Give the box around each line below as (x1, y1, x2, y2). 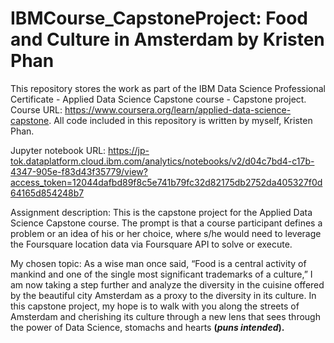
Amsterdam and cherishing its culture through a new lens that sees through (10, 310, 321, 322)
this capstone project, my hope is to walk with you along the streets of (10, 300, 300, 312)
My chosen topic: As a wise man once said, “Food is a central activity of (10, 257, 307, 269)
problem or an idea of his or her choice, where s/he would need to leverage (10, 227, 322, 239)
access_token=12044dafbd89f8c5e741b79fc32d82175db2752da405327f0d (10, 176, 323, 188)
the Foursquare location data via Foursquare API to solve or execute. (10, 238, 293, 250)
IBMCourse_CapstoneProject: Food (10, 7, 308, 30)
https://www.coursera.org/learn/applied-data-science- (64, 103, 292, 116)
